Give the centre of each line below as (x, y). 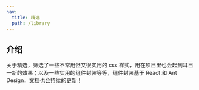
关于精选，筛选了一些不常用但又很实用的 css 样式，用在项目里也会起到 (95, 65)
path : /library (31, 23)
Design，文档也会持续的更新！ (44, 80)
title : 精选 (26, 18)
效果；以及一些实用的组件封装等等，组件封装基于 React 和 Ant (99, 73)
